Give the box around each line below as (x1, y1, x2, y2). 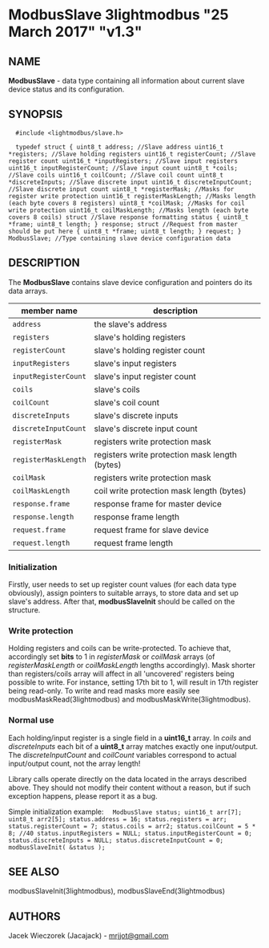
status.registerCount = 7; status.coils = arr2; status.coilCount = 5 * (8, 822, 256, 830)
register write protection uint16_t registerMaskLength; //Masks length (8, 192, 256, 200)
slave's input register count (94, 371, 196, 382)
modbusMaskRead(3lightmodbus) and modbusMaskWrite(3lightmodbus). (8, 694, 251, 704)
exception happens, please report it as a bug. (8, 791, 158, 800)
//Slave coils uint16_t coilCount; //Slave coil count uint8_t (8, 171, 224, 179)
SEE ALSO (8, 865, 60, 878)
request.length (12, 538, 70, 547)
